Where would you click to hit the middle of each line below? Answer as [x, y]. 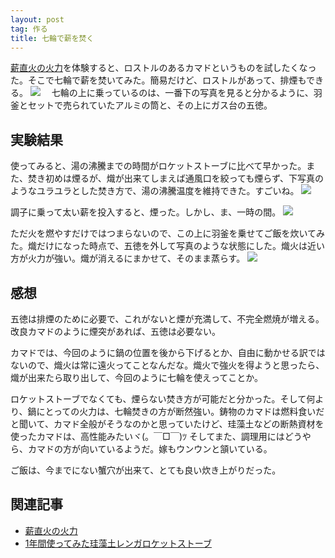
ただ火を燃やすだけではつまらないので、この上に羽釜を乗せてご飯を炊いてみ [168, 233]
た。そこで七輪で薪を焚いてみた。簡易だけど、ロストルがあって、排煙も [158, 80]
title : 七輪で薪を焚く [52, 38]
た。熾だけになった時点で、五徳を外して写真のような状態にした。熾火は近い [168, 246]
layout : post [37, 19]
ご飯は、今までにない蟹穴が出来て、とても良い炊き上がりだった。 [146, 470]
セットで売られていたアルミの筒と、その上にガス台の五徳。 [150, 105]
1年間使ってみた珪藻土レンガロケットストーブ [118, 543]
